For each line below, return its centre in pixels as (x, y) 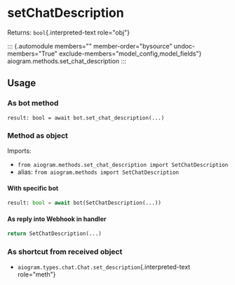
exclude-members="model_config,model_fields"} (130, 53)
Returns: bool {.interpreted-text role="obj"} (68, 32)
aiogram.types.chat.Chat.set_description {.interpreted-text (104, 267)
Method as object (38, 135)
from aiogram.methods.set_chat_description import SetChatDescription (123, 165)
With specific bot (33, 188)
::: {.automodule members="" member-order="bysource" (90, 46)
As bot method (33, 103)
